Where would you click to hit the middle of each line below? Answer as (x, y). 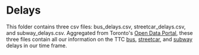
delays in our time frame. (37, 46)
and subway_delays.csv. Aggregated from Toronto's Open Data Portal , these (99, 33)
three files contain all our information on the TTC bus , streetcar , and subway (99, 39)
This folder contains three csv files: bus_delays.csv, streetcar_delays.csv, (96, 27)
